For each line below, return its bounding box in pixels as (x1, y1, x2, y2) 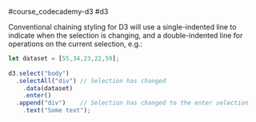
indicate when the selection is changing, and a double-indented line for (8, 31, 243, 40)
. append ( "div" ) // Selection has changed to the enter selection (15, 99, 249, 107)
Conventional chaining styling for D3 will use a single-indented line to (8, 22, 237, 31)
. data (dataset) (22, 84, 74, 92)
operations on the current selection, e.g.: (8, 39, 143, 49)
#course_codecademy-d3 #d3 (8, 7, 109, 16)
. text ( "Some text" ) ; (22, 107, 91, 115)
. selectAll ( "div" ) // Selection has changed (15, 77, 166, 85)
